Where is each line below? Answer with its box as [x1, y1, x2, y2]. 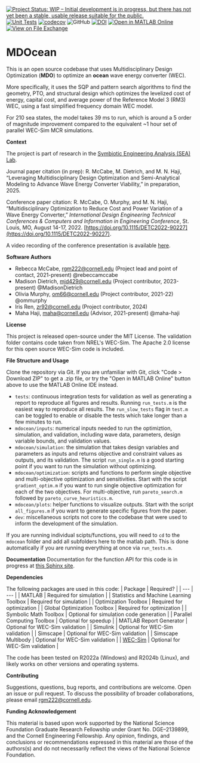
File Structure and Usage [6, 356, 69, 364]
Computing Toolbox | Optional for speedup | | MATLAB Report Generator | [6, 616, 188, 624]
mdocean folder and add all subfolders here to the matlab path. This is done [6, 538, 189, 545]
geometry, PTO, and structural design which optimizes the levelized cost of [6, 90, 191, 97]
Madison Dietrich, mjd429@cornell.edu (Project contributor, [14, 277, 162, 285]
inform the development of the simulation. [14, 520, 118, 527]
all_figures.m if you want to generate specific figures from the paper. [14, 507, 187, 514]
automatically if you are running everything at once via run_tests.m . [6, 544, 173, 551]
